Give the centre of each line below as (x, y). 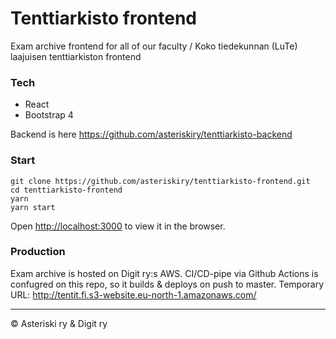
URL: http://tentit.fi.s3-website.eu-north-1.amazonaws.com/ (133, 294)
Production (38, 252)
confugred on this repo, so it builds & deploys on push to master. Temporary (167, 284)
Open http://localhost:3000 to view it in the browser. (118, 226)
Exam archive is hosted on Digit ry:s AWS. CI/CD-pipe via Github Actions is (164, 273)
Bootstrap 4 (49, 115)
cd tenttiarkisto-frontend (66, 190)
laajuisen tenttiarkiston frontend (76, 56)
